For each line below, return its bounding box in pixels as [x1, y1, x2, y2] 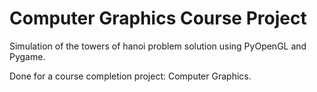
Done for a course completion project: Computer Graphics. [9, 70, 252, 82]
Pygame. [9, 50, 46, 62]
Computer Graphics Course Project [9, 7, 307, 30]
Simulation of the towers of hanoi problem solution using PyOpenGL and [9, 40, 307, 52]
